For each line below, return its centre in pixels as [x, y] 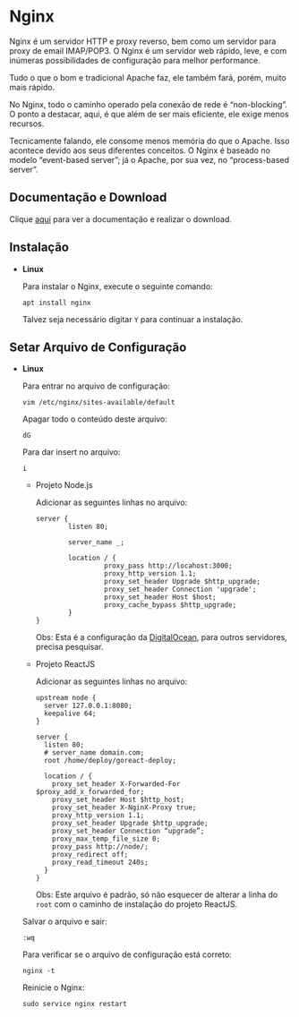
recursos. [27, 124]
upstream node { [66, 698]
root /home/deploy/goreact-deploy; [110, 761]
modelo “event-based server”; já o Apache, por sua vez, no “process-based [149, 159]
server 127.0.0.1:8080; [88, 706]
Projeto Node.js [64, 485]
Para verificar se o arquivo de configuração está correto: [127, 954]
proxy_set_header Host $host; [160, 597]
